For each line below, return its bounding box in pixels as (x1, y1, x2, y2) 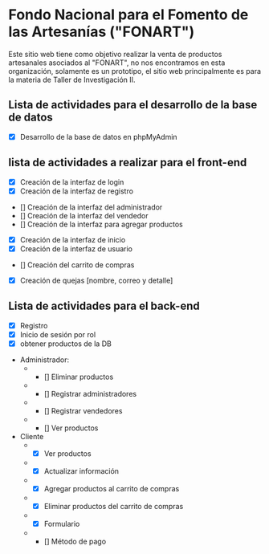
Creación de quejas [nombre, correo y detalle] (19, 275, 173, 285)
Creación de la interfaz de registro (19, 186, 134, 196)
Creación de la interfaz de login (19, 177, 124, 186)
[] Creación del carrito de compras (19, 259, 135, 270)
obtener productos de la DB (19, 339, 112, 348)
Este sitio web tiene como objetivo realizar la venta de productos (8, 49, 222, 59)
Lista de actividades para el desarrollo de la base (8, 98, 258, 112)
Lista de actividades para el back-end (8, 299, 200, 313)
